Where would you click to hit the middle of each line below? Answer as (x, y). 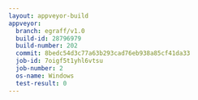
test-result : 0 (41, 83)
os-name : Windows (45, 76)
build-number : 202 (47, 46)
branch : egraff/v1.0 (50, 31)
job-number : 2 (39, 69)
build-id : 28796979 (49, 38)
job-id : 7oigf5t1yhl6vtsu (60, 61)
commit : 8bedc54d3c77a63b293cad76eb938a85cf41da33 (103, 53)
